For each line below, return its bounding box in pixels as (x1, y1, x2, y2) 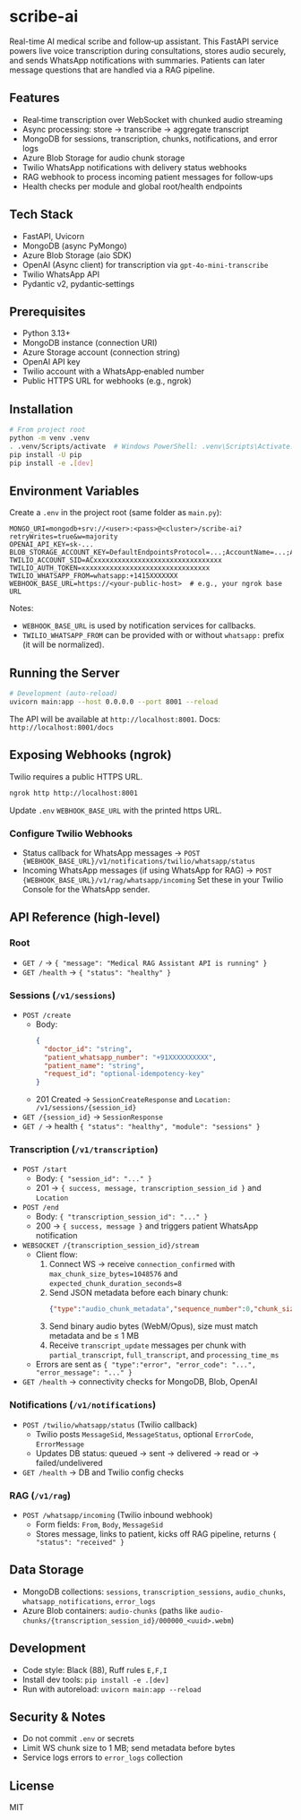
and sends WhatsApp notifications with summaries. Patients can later (9, 55, 266, 65)
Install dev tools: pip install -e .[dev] (21, 1674, 170, 1685)
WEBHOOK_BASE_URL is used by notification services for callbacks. (21, 620, 256, 631)
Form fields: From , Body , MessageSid (35, 1519, 164, 1530)
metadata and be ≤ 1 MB (48, 1331, 140, 1341)
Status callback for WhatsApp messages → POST (21, 847, 201, 858)
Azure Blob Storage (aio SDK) (21, 249, 132, 261)
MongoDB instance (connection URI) (21, 338, 159, 349)
